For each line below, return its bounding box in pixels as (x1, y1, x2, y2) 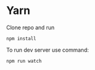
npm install (6, 35, 36, 41)
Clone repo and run (6, 24, 54, 31)
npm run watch (6, 58, 42, 64)
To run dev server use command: (6, 46, 89, 54)
